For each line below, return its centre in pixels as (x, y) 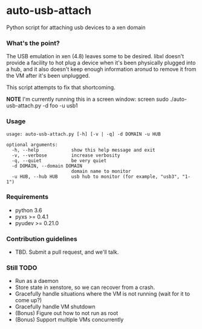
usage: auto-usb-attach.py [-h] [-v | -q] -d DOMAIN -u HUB (84, 134)
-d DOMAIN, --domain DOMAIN (47, 166)
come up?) (28, 300)
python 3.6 (28, 210)
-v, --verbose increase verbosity (66, 155)
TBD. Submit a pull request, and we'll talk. (67, 252)
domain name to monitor (101, 171)
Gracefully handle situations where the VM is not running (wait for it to (103, 294)
